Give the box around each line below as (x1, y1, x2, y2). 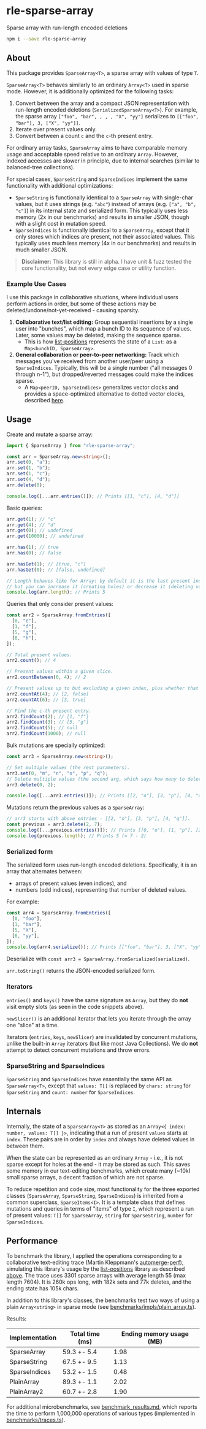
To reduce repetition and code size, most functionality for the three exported (6, 1185, 200, 1193)
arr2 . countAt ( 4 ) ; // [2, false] (6, 691, 89, 697)
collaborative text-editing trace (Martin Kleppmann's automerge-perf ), (6, 1259, 184, 1266)
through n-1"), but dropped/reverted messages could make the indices (15, 370, 194, 378)
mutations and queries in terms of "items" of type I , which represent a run (6, 1205, 194, 1212)
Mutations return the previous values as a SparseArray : (6, 804, 145, 811)
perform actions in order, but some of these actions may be (6, 300, 156, 307)
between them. (6, 1142, 45, 1149)
